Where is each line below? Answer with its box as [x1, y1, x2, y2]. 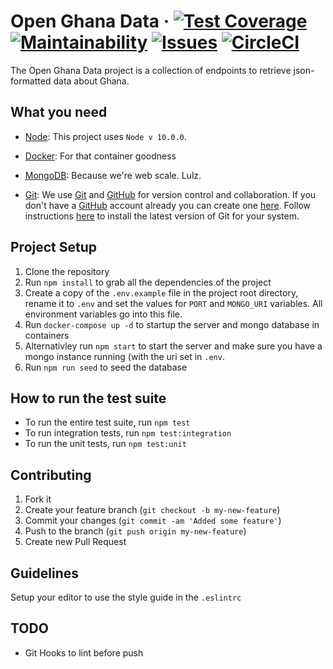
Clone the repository [24, 265, 110, 277]
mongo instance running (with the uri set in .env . [24, 350, 225, 362]
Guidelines [10, 565, 79, 582]
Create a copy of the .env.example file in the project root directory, [24, 286, 299, 299]
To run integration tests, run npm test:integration [24, 427, 232, 439]
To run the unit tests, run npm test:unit [24, 438, 187, 450]
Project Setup [10, 239, 98, 256]
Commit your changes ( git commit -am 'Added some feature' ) [24, 515, 282, 527]
